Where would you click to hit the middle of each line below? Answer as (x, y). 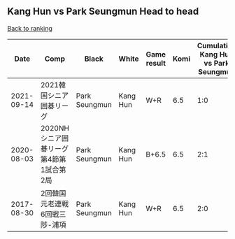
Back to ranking (30, 28)
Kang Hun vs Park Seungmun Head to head (103, 12)
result (156, 63)
